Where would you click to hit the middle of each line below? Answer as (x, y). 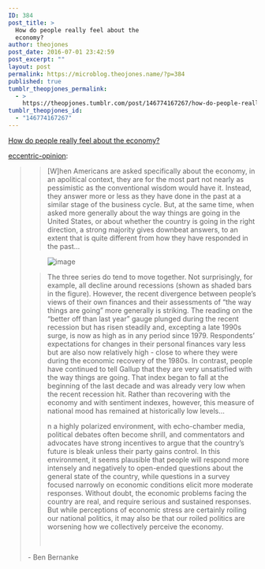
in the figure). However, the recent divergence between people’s (151, 293)
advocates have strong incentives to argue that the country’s (146, 443)
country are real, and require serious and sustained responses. (149, 501)
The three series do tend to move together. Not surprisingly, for (150, 277)
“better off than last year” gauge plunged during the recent (143, 318)
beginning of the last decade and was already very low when (146, 385)
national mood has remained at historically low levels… (136, 411)
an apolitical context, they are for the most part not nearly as (146, 179)
